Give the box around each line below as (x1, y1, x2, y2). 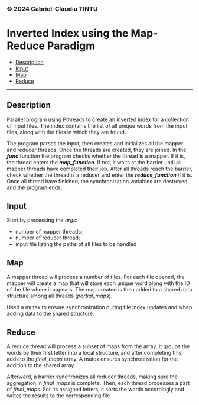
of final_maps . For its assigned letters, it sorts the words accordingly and (6, 386, 184, 393)
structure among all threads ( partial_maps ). (6, 292, 113, 300)
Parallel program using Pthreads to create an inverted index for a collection (6, 116, 190, 123)
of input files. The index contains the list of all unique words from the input (6, 122, 188, 129)
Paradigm (47, 39, 96, 53)
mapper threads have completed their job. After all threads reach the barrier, (6, 165, 193, 172)
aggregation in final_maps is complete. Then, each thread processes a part (6, 380, 190, 387)
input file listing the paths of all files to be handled (15, 241, 137, 248)
